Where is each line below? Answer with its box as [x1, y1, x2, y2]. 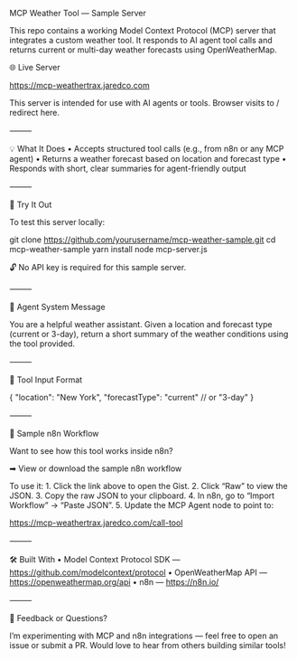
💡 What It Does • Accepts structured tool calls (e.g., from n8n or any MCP [9, 144, 284, 154]
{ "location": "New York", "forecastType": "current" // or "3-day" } [9, 392, 255, 402]
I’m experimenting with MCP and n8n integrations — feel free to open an [9, 630, 279, 641]
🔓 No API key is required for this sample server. [9, 262, 187, 272]
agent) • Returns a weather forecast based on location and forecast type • [9, 154, 287, 164]
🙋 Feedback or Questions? [9, 613, 108, 623]
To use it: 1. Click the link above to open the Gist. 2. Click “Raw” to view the [9, 481, 289, 491]
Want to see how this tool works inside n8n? [9, 446, 173, 456]
